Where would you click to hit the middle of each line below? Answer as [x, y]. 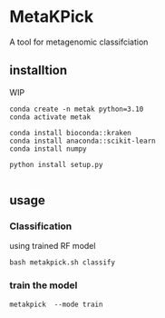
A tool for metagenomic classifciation [79, 42]
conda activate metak [50, 117]
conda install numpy [49, 149]
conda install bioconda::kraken [70, 133]
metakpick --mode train [56, 304]
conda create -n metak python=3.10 [77, 109]
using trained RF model [53, 246]
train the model [44, 285]
